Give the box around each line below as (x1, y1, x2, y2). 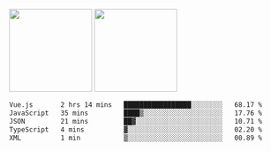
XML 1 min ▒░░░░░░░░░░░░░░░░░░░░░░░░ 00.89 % (9, 133, 263, 142)
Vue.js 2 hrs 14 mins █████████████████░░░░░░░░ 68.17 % (9, 101, 263, 109)
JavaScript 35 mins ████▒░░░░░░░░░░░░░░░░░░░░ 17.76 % (9, 109, 263, 117)
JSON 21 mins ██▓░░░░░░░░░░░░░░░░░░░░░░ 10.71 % (9, 117, 263, 125)
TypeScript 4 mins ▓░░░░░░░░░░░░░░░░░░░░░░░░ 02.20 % (9, 125, 263, 134)
